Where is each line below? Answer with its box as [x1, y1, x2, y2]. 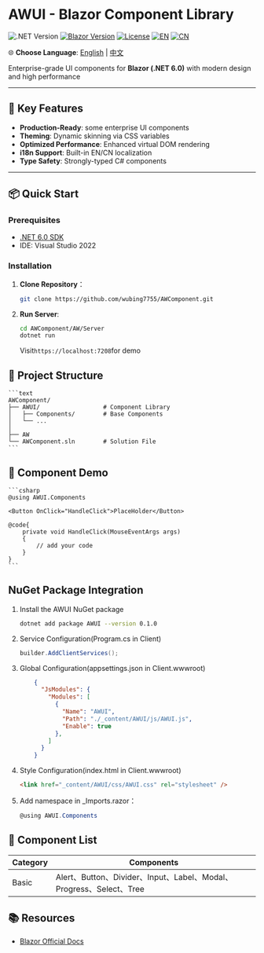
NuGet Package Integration [8, 584, 144, 597]
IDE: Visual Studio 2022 [19, 241, 97, 251]
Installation [8, 261, 53, 272]
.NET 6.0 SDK [19, 233, 64, 242]
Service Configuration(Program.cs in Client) [19, 634, 162, 643]
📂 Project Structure [8, 368, 104, 382]
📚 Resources [8, 911, 75, 925]
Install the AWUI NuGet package [19, 604, 124, 614]
